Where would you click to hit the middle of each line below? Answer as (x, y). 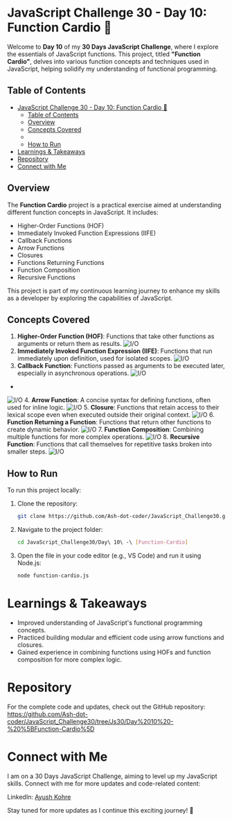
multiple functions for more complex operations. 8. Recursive (104, 437)
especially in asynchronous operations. (73, 373)
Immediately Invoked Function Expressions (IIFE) (87, 233)
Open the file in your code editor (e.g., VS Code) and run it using (109, 555)
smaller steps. (27, 451)
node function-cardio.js (53, 576)
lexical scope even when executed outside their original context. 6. (111, 415)
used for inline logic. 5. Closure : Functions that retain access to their (113, 408)
